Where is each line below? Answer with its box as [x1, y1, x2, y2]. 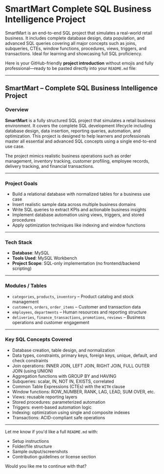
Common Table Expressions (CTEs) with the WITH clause [12, 383, 125, 389]
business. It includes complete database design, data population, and [5, 35, 145, 41]
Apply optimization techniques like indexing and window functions [12, 222, 145, 228]
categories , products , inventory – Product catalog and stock [12, 293, 134, 299]
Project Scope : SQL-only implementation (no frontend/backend [12, 260, 140, 267]
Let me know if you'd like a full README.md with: [5, 429, 99, 434]
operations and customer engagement [12, 319, 89, 325]
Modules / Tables [5, 282, 47, 289]
